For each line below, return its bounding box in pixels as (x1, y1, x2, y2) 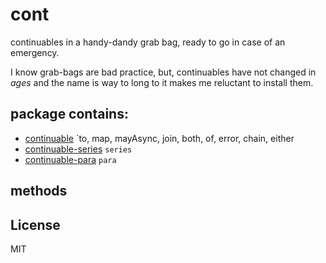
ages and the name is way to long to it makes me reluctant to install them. (10, 76, 314, 88)
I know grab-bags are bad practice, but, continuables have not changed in (10, 66, 317, 78)
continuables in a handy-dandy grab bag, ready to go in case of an (10, 36, 286, 48)
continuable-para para (24, 153, 117, 165)
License (10, 216, 61, 233)
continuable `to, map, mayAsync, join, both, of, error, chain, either (24, 132, 295, 144)
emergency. (10, 46, 60, 58)
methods (10, 183, 68, 200)
